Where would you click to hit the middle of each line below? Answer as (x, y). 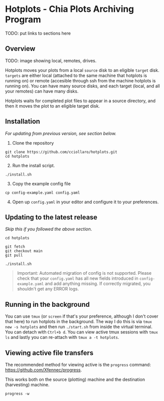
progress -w (17, 394)
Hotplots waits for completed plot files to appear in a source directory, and (80, 101)
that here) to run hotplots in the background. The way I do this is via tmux (79, 322)
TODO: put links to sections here (38, 33)
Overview (20, 49)
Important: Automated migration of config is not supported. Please (84, 273)
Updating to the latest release (51, 217)
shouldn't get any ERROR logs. (48, 289)
